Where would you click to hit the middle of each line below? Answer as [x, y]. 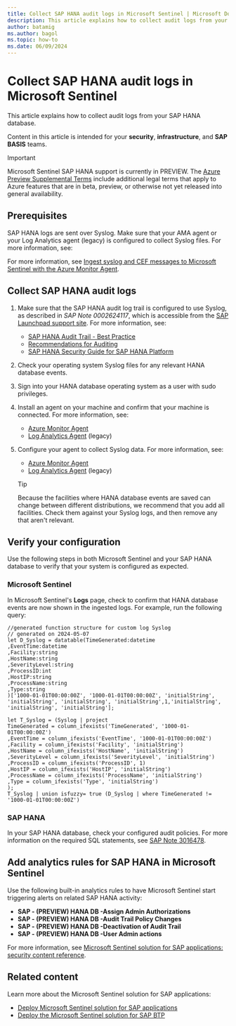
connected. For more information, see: [73, 415]
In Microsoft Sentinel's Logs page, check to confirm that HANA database [113, 600]
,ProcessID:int [29, 671]
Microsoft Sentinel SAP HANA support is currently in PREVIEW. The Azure [114, 171]
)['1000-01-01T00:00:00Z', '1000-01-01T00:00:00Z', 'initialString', [111, 695]
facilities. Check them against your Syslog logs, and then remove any [117, 512]
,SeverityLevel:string [40, 665]
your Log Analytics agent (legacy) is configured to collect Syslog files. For [114, 240]
